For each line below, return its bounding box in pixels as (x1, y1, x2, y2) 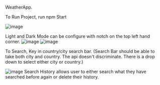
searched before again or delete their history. (5, 74, 99, 79)
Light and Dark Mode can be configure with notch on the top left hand (5, 33, 150, 39)
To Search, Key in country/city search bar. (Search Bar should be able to (5, 48, 155, 54)
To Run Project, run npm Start (5, 14, 67, 19)
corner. (5, 38, 20, 44)
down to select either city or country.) (5, 59, 84, 64)
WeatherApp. (5, 4, 33, 10)
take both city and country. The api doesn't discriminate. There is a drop (5, 53, 155, 59)
